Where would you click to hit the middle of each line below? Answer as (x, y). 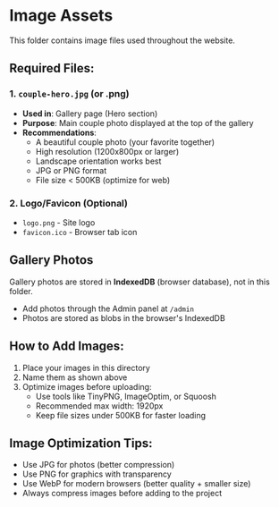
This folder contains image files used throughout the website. (122, 40)
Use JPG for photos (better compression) (98, 465)
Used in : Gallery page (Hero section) (90, 114)
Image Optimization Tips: (81, 443)
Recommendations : (59, 132)
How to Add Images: (67, 346)
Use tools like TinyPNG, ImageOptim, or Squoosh (126, 396)
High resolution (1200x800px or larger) (107, 151)
